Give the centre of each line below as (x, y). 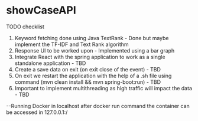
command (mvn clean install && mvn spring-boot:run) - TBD (88, 82)
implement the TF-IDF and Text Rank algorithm (72, 44)
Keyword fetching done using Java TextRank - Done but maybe (92, 38)
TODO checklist (25, 27)
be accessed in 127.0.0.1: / (37, 112)
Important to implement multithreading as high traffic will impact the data (103, 88)
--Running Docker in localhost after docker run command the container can (98, 106)
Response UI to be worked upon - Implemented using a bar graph (95, 50)
